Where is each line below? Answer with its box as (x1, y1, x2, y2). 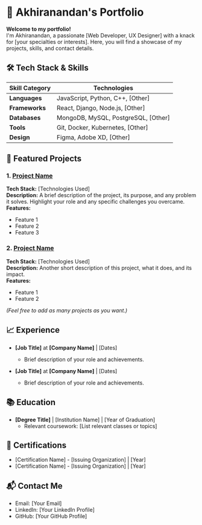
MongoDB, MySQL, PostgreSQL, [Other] (56, 113, 170, 122)
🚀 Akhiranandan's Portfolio (6, 5, 144, 19)
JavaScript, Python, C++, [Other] (56, 93, 150, 102)
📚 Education (6, 397, 56, 407)
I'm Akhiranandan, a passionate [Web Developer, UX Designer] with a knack (6, 31, 195, 39)
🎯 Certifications (6, 440, 67, 450)
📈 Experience (6, 325, 60, 335)
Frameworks (9, 104, 46, 112)
